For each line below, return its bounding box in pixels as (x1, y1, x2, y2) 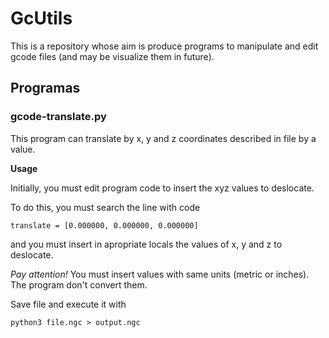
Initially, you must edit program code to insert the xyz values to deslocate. (10, 182, 315, 194)
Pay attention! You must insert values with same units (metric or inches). (10, 268, 310, 280)
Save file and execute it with (10, 298, 127, 310)
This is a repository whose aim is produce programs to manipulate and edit (10, 40, 319, 52)
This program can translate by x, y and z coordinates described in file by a (10, 132, 317, 144)
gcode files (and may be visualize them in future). (10, 50, 215, 62)
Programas (10, 80, 81, 97)
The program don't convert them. (10, 278, 148, 291)
